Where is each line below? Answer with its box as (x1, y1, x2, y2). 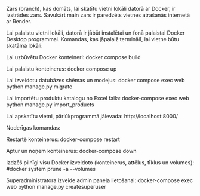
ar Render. (6, 18, 32, 24)
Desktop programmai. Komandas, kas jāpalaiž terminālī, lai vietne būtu (6, 36, 179, 42)
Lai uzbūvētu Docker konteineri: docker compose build (6, 54, 141, 60)
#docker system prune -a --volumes (6, 166, 96, 172)
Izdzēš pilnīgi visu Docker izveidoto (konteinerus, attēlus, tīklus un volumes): (6, 159, 195, 166)
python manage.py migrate (6, 83, 73, 90)
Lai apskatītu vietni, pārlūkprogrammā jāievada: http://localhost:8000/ (6, 113, 178, 120)
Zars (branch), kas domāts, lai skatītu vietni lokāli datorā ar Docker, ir (6, 5, 176, 12)
